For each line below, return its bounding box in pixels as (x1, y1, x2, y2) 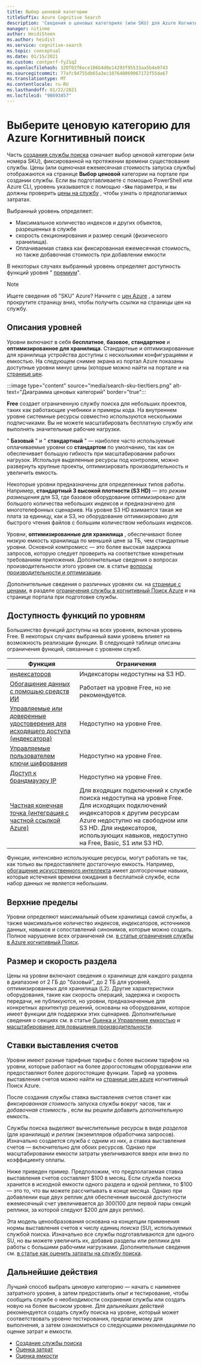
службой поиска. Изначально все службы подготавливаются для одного (7, 1230, 194, 1238)
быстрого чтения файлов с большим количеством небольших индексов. (7, 519, 193, 526)
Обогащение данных (10, 680, 71, 688)
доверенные (10, 712, 47, 721)
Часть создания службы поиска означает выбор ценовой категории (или (7, 151, 194, 158)
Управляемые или (10, 704, 63, 713)
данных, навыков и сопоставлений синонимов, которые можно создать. (7, 926, 194, 933)
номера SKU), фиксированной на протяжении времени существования (7, 157, 190, 165)
